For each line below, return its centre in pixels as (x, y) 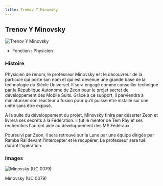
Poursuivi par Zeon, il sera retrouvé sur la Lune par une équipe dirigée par (80, 135)
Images (14, 158)
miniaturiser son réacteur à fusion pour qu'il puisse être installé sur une (77, 100)
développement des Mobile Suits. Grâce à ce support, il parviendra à (74, 95)
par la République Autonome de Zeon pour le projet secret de (67, 90)
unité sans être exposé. (29, 106)
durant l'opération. (24, 145)
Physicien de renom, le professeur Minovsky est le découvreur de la (74, 74)
